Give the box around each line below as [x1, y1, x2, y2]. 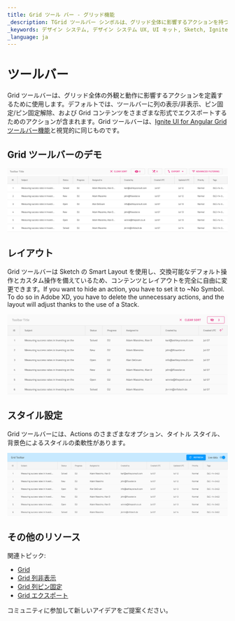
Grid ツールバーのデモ [7, 148, 103, 160]
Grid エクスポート [17, 591, 69, 599]
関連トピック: [7, 551, 47, 559]
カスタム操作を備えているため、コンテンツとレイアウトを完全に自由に [19, 276, 222, 284]
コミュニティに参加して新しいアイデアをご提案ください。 [7, 606, 173, 614]
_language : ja [7, 34, 49, 41]
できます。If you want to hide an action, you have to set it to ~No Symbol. [13, 284, 225, 293]
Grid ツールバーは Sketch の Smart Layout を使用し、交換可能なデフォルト [7, 267, 222, 276]
